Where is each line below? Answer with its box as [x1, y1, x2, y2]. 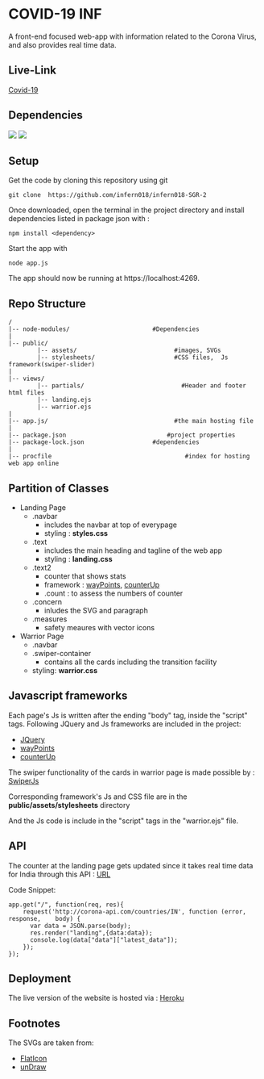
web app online [8, 459, 60, 468]
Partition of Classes [8, 481, 109, 495]
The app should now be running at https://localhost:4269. [8, 274, 200, 283]
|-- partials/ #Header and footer [37, 382, 247, 390]
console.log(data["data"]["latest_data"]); [29, 935, 179, 944]
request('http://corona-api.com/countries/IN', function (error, [23, 907, 247, 916]
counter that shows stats [43, 571, 126, 581]
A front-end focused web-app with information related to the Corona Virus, [8, 31, 258, 41]
